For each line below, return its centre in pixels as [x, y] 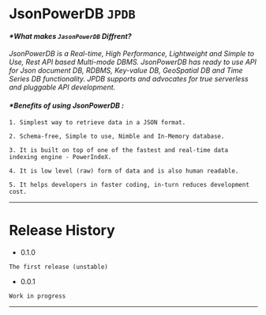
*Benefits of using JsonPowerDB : [67, 105]
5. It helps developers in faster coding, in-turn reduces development [129, 184]
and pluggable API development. [62, 87]
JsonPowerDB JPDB [72, 14]
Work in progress [37, 296]
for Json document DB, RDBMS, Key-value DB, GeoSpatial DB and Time [126, 70]
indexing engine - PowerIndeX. [60, 157]
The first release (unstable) [59, 267]
